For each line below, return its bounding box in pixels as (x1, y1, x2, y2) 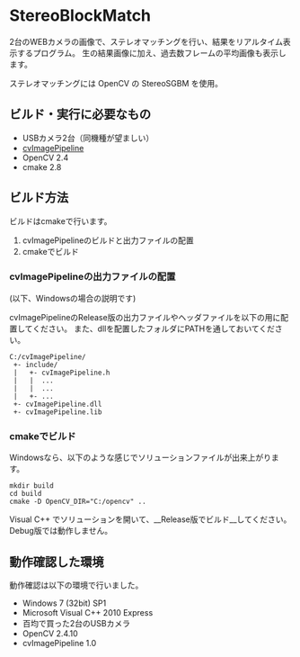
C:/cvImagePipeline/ (9, 352, 87, 361)
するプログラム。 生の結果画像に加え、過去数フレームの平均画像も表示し (16, 47, 287, 58)
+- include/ (13, 360, 58, 369)
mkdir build (9, 481, 54, 490)
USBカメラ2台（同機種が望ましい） (22, 132, 154, 143)
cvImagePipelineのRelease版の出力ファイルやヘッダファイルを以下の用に (9, 311, 281, 322)
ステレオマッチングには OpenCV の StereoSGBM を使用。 (9, 77, 223, 88)
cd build (9, 490, 42, 499)
